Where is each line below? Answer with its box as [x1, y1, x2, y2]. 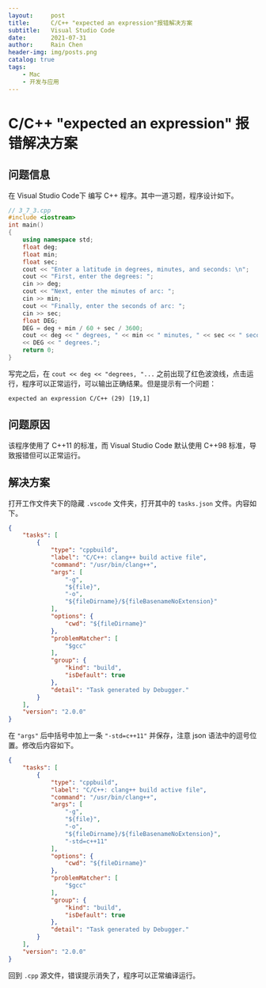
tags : [8, 63, 26, 71]
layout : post [8, 11, 66, 20]
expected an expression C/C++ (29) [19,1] [8, 394, 150, 402]
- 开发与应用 [22, 78, 59, 85]
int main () [8, 221, 44, 230]
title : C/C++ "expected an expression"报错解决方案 [8, 19, 193, 27]
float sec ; [22, 258, 59, 266]
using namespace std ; [22, 236, 93, 244]
